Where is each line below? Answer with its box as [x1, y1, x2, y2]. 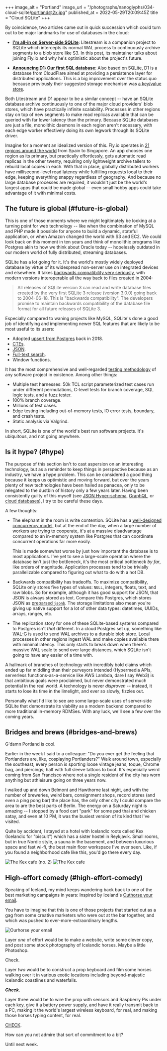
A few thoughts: [5, 507, 38, 513]
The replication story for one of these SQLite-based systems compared [12, 620, 159, 626]
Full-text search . [12, 351, 46, 357]
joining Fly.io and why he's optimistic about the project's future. [12, 55, 143, 61]
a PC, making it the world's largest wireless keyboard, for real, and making [5, 1007, 158, 1013]
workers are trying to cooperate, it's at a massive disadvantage [12, 528, 142, 534]
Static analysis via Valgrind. [12, 418, 69, 424]
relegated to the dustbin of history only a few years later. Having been [5, 487, 148, 493]
